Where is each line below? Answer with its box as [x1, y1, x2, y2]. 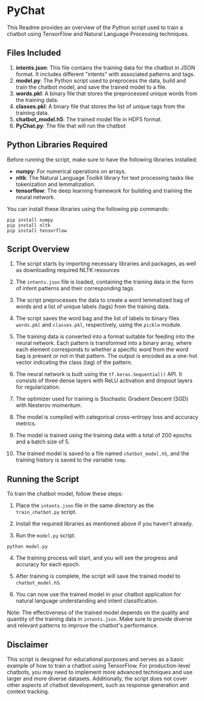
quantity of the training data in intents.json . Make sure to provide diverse [7, 615, 192, 623]
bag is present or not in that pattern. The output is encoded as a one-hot [15, 352, 198, 360]
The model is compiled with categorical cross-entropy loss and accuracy [15, 414, 199, 421]
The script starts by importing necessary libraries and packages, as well [15, 260, 197, 267]
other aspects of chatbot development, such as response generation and [7, 682, 189, 688]
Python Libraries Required [7, 140, 108, 150]
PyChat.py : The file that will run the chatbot [15, 122, 126, 129]
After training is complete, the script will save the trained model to [15, 572, 181, 580]
